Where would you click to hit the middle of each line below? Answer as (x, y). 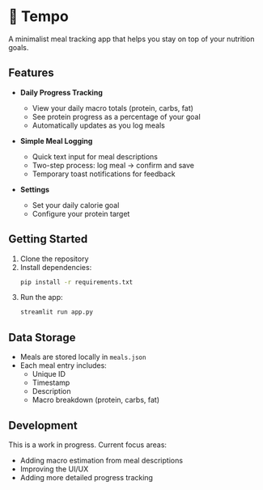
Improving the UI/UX (54, 469)
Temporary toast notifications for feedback (104, 174)
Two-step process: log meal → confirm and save (113, 165)
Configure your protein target (81, 213)
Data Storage (42, 338)
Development (43, 425)
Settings (35, 189)
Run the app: (41, 298)
